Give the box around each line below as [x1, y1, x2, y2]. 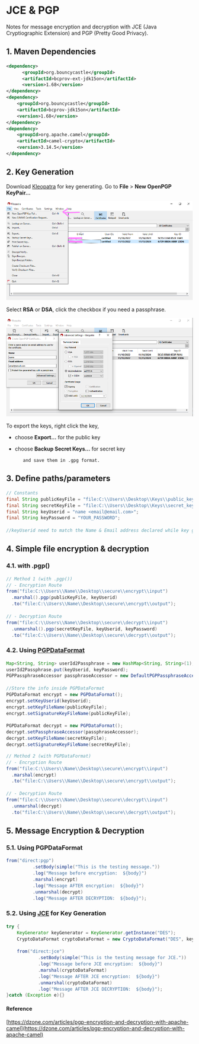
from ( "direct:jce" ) [17, 949, 65, 954]
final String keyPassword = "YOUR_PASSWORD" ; [6, 515, 120, 521]
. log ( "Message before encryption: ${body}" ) [32, 870, 147, 876]
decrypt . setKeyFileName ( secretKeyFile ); [6, 736, 108, 742]
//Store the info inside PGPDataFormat [6, 685, 105, 691]
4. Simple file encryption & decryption [6, 544, 149, 554]
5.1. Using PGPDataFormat [6, 844, 83, 852]
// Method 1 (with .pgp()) [6, 576, 73, 582]
